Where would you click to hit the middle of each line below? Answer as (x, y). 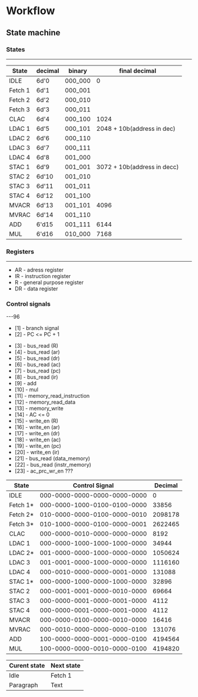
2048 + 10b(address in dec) (136, 128)
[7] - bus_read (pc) (37, 371)
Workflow (31, 11)
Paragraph (24, 685)
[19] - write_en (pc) (38, 446)
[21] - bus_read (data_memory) (52, 458)
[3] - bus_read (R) (36, 346)
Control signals (29, 304)
